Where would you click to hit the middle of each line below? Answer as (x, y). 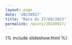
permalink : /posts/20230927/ (36, 24)
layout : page (19, 10)
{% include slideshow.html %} (36, 38)
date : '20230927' (23, 14)
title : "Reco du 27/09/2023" (36, 19)
